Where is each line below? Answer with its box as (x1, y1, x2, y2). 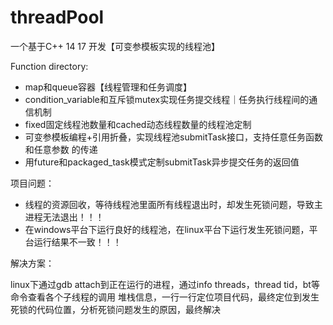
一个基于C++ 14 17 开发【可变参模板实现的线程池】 (10, 40, 220, 52)
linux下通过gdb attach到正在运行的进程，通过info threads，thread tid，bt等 (10, 278, 320, 290)
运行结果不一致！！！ (33, 236, 122, 248)
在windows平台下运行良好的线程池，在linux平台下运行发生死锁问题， (24, 223, 310, 235)
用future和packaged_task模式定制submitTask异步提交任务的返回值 (24, 156, 300, 168)
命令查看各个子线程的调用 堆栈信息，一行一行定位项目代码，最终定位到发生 (10, 291, 320, 303)
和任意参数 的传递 (24, 143, 98, 155)
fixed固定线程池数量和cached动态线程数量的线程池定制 (24, 118, 252, 130)
